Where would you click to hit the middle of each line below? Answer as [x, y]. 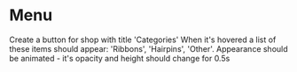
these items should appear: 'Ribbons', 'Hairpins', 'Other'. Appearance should [148, 48]
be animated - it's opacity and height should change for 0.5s [120, 58]
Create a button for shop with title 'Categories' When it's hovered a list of [143, 40]
